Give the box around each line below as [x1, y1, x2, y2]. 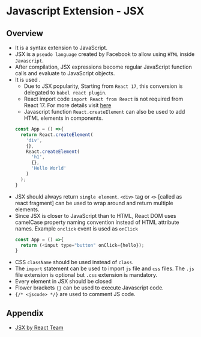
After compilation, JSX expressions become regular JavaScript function [14, 63, 192, 70]
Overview [6, 28, 44, 39]
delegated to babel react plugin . [23, 89, 107, 96]
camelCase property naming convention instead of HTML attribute [14, 218, 179, 226]
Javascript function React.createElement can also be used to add [23, 108, 185, 115]
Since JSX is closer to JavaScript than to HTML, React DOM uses [14, 212, 176, 219]
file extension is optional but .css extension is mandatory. [14, 271, 158, 279]
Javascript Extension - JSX [6, 4, 145, 18]
